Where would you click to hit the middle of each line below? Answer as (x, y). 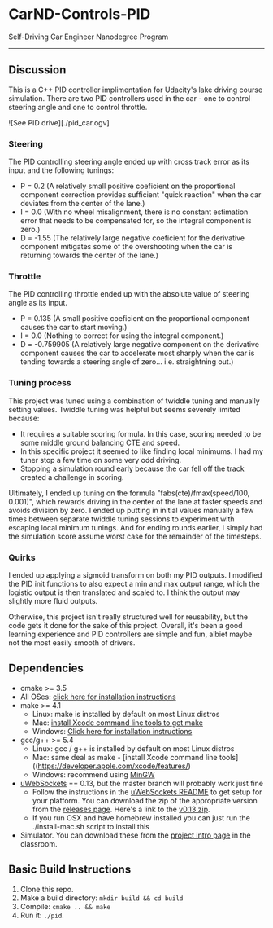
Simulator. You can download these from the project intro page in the (136, 835)
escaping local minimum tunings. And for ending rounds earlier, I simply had (136, 527)
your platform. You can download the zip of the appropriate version (145, 800)
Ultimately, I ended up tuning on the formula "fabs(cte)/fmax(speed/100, (129, 493)
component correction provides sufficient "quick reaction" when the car (141, 195)
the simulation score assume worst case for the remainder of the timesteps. (135, 536)
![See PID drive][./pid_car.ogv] (59, 122)
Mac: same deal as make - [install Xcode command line (125, 757)
